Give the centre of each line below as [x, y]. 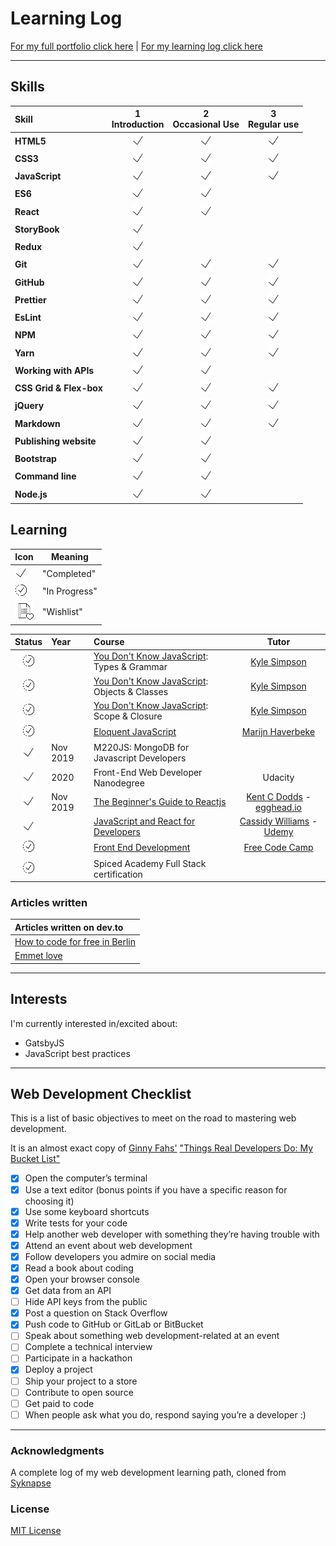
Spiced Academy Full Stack [150, 863]
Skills [27, 87]
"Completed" [69, 573]
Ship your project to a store [81, 1381]
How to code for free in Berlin [75, 942]
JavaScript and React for [144, 821]
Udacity [278, 778]
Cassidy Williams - [278, 821]
